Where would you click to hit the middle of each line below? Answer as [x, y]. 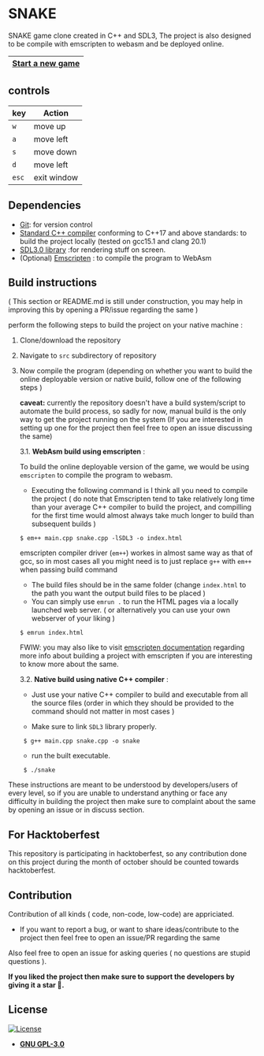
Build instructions [52, 282]
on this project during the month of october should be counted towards [123, 862]
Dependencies [45, 206]
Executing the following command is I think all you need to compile [139, 491]
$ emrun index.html [52, 633]
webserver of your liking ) [73, 618]
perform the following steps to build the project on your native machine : [125, 325]
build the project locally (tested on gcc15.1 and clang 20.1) [113, 241]
